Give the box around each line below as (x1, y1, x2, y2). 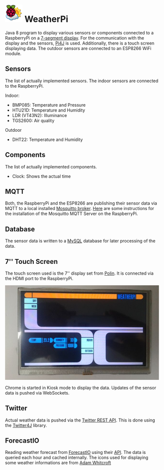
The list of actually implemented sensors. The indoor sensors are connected (5, 78, 159, 84)
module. (5, 50, 22, 56)
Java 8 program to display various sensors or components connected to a (5, 29, 154, 36)
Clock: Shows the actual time (12, 173, 71, 179)
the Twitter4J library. (5, 422, 47, 428)
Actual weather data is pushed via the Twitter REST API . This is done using (5, 417, 155, 423)
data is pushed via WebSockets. (5, 390, 70, 396)
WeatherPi (24, 14, 68, 25)
